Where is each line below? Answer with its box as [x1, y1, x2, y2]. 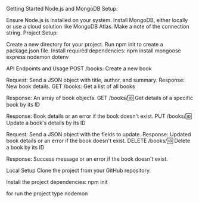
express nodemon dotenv [6, 54, 69, 60]
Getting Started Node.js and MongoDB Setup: [6, 5, 118, 12]
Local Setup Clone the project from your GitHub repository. [6, 167, 151, 174]
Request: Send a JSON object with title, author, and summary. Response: [6, 77, 185, 83]
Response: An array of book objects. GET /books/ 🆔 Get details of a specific [6, 95, 194, 101]
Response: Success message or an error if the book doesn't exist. [6, 155, 168, 163]
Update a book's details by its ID [6, 119, 86, 126]
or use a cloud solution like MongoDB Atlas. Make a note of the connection [6, 23, 189, 30]
